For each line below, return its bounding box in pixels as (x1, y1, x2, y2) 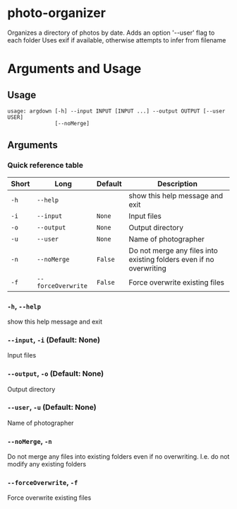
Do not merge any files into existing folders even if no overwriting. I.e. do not (7, 452, 230, 461)
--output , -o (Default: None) (7, 369, 104, 379)
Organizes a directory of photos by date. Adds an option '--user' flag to (7, 28, 215, 37)
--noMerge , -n (7, 436, 52, 446)
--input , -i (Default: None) (7, 335, 101, 345)
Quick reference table (7, 161, 83, 171)
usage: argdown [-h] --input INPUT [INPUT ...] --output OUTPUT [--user (7, 108, 226, 115)
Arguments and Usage (7, 61, 142, 77)
